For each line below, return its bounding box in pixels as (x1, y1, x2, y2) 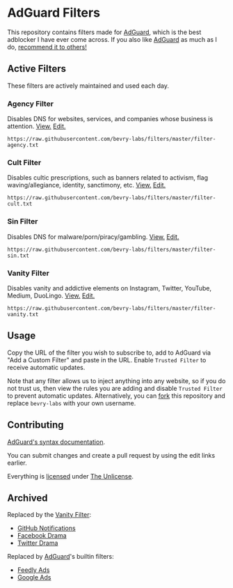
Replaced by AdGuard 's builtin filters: (7, 552, 115, 561)
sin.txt (7, 252, 30, 259)
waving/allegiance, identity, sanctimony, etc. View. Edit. (7, 181, 166, 189)
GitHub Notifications (17, 524, 76, 532)
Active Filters (7, 63, 66, 75)
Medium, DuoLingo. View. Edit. (7, 291, 95, 300)
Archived (7, 492, 48, 504)
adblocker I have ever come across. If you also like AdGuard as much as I (7, 35, 218, 43)
